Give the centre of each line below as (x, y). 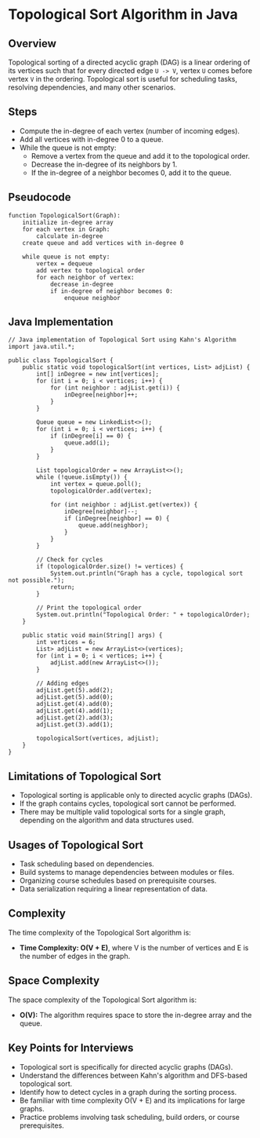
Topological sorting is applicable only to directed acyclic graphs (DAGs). (136, 796)
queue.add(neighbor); (113, 525)
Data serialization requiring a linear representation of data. (113, 889)
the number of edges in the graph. (75, 956)
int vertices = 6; (66, 642)
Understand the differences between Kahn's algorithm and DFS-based (134, 1075)
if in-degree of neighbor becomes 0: (112, 291)
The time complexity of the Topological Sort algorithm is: (100, 932)
